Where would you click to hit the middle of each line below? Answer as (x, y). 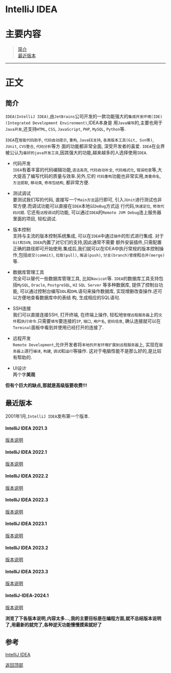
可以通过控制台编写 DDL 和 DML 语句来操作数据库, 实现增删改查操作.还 (89, 291)
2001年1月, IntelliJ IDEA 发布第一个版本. (48, 416)
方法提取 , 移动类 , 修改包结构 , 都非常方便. (51, 183)
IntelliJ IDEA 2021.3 (26, 428)
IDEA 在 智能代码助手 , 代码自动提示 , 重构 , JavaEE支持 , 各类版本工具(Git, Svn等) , (80, 140)
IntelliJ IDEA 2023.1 (26, 524)
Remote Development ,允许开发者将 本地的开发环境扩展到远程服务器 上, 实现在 (86, 345)
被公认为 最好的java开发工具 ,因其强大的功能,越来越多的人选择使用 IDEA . (76, 153)
